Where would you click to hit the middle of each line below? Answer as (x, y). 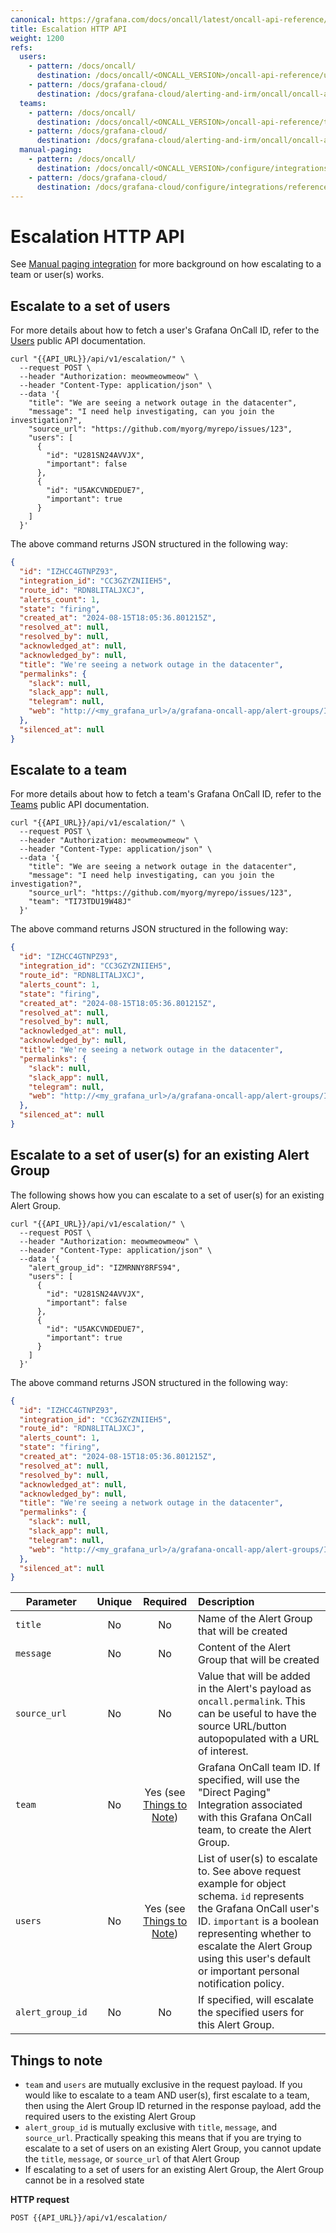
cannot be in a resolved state (84, 2180)
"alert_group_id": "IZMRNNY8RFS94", (105, 1267)
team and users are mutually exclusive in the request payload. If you (163, 2085)
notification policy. (241, 1984)
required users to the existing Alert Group (110, 2117)
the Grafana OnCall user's (259, 1909)
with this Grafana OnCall (255, 1818)
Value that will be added (254, 1676)
